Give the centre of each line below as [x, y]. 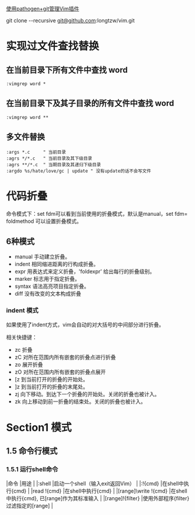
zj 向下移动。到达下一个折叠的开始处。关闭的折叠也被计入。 [87, 394]
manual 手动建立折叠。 [42, 257]
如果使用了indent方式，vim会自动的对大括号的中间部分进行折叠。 [85, 325]
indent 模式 [22, 310]
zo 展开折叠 [29, 364]
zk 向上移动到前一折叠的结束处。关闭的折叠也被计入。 [80, 401]
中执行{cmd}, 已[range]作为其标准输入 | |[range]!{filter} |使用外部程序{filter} [98, 498]
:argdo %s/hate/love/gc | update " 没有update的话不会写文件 [79, 171]
